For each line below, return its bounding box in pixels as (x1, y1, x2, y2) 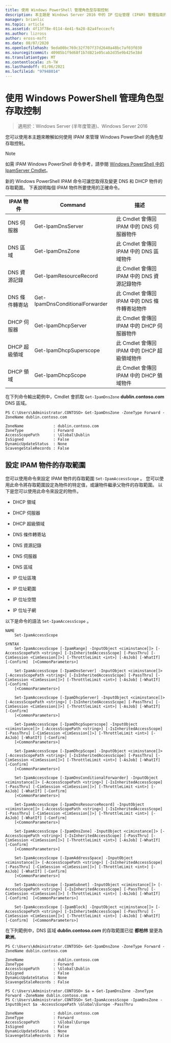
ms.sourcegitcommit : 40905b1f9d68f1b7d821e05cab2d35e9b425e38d (5, 50, 142, 55)
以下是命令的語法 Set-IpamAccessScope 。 (5, 618, 92, 624)
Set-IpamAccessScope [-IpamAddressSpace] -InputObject (14, 855, 133, 861)
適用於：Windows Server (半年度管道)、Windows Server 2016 (17, 123, 148, 129)
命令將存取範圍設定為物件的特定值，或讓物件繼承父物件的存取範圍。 (14, 482, 157, 488)
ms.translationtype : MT (5, 54, 56, 60)
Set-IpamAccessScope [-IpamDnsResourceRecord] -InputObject (14, 802, 145, 807)
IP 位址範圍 (12, 585, 37, 591)
